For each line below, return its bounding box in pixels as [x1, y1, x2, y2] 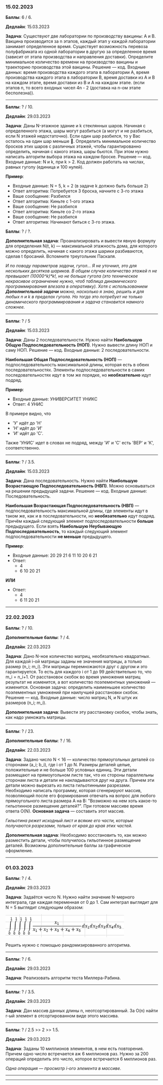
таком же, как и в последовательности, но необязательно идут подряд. [5, 513, 156, 519]
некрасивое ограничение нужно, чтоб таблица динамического [5, 278, 137, 284]
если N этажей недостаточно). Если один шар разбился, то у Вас [5, 133, 141, 139]
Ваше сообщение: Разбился [12, 193, 71, 199]
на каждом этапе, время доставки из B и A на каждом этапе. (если [5, 80, 145, 86]
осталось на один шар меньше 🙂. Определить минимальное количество [5, 138, 156, 144]
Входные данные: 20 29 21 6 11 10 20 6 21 [12, 552, 97, 558]
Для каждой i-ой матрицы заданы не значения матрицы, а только [5, 658, 142, 664]
